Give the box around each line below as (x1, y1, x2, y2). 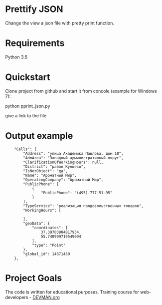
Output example (5, 130, 73, 141)
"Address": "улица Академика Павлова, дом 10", (23, 151, 124, 156)
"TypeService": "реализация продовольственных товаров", (23, 203, 144, 208)
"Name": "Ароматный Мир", (23, 173, 77, 178)
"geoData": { (23, 221, 50, 226)
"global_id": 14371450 (23, 251, 70, 257)
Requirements (5, 37, 65, 49)
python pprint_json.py (5, 103, 51, 109)
